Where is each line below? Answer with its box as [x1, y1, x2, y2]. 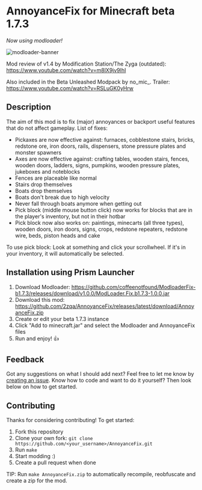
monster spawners [14, 149, 62, 156]
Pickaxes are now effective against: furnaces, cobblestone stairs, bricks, [14, 136, 195, 143]
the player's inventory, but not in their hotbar [14, 212, 126, 220]
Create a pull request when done [14, 459, 96, 467]
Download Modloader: [14, 283, 70, 290]
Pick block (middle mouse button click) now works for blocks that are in [14, 206, 193, 213]
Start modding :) [14, 453, 56, 460]
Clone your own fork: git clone [14, 435, 93, 442]
